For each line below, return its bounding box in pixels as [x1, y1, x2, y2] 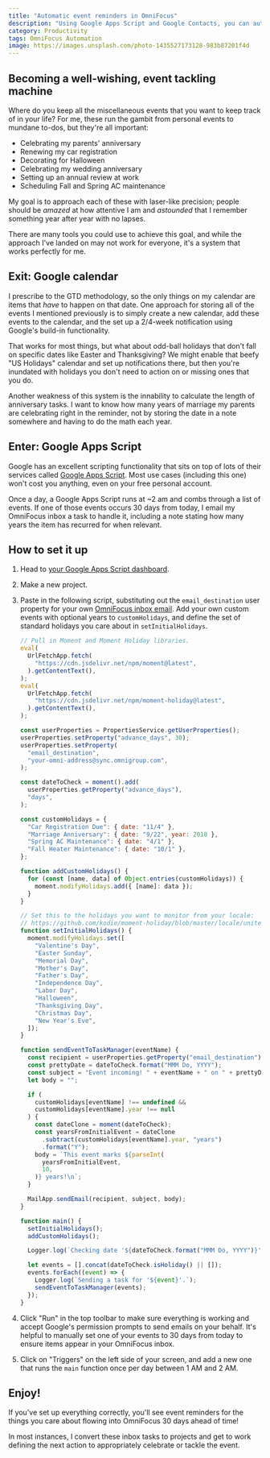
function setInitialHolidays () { [19, 927, 133, 935]
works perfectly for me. [8, 246, 86, 256]
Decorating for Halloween [19, 155, 105, 165]
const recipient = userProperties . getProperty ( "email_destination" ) [27, 1054, 262, 1062]
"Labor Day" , [35, 987, 79, 995]
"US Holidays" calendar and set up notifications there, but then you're [8, 358, 239, 367]
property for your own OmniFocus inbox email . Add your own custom [19, 604, 249, 614]
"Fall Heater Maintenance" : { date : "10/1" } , [27, 845, 186, 854]
